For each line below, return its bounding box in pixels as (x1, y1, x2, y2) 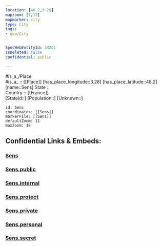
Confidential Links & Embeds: (5, 137, 102, 146)
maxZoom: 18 (5, 122, 31, 128)
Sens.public (5, 166, 36, 173)
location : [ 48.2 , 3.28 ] (5, 7, 54, 13)
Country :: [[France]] (5, 89, 49, 95)
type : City (5, 22, 29, 27)
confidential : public (5, 54, 52, 59)
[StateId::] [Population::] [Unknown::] (5, 95, 83, 101)
